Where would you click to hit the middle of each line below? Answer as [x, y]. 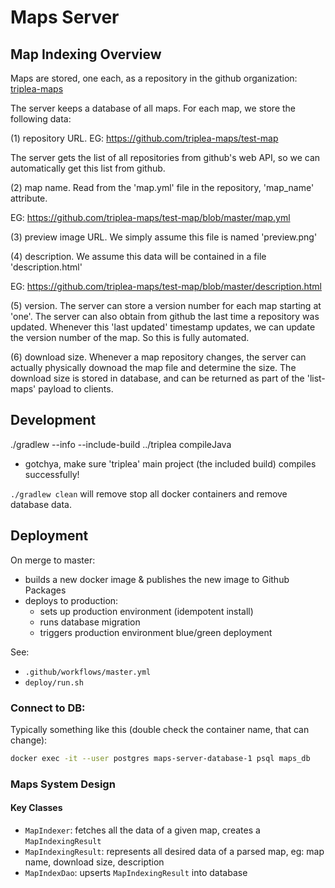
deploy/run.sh [54, 682]
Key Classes [36, 808]
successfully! [52, 474]
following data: [41, 119]
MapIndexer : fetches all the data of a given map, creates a [142, 830]
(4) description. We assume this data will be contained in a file [138, 256]
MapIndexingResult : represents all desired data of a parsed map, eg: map [174, 851]
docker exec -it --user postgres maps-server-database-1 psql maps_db [160, 758]
